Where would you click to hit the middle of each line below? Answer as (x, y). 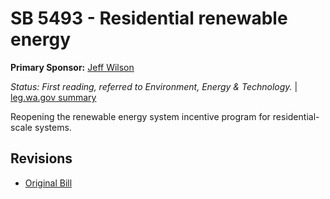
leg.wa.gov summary (53, 97)
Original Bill (48, 183)
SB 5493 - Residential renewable (149, 18)
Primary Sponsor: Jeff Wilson (72, 67)
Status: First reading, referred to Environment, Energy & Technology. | (154, 86)
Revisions (41, 158)
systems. (53, 127)
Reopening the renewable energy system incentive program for (140, 116)
